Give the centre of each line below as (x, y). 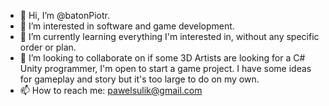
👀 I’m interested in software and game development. (127, 26)
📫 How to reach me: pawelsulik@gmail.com (111, 90)
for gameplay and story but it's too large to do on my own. (139, 79)
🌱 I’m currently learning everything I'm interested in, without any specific (169, 36)
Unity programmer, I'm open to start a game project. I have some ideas (165, 68)
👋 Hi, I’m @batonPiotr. (64, 15)
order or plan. (48, 47)
